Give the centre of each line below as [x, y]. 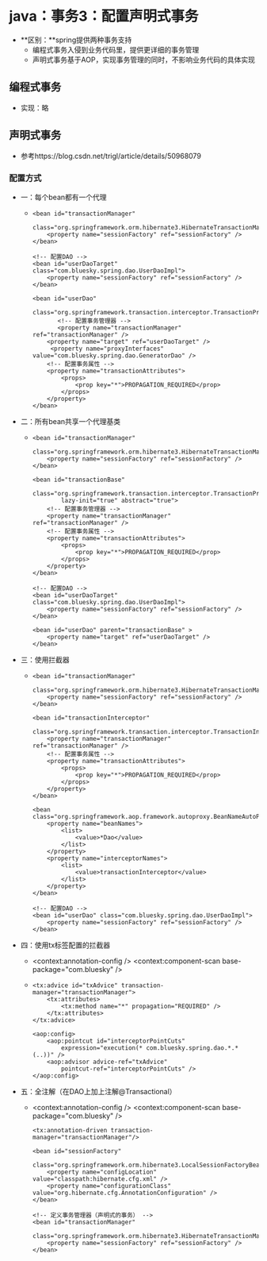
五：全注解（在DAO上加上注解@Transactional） [98, 1091]
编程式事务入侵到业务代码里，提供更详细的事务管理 [116, 49]
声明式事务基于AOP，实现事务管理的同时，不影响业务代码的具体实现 [144, 60]
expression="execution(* [102, 1048]
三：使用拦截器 [45, 659]
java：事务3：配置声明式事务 [104, 16]
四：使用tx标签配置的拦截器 [65, 945]
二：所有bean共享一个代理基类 [71, 421]
